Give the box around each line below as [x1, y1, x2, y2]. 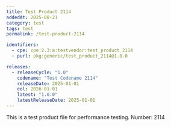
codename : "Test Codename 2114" [17, 75, 98, 81]
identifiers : [6, 42, 39, 48]
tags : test [6, 25, 34, 32]
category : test [6, 20, 45, 26]
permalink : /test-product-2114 [6, 31, 85, 37]
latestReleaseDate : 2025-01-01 [17, 97, 96, 104]
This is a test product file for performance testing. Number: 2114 [6, 113, 166, 120]
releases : [6, 63, 31, 69]
